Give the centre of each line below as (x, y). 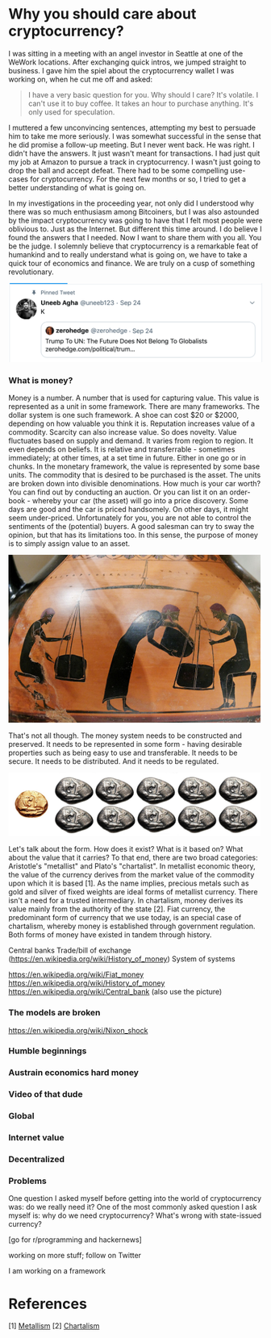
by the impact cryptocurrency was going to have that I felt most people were (135, 220)
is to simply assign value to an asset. (69, 544)
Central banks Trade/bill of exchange (70, 950)
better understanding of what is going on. (77, 187)
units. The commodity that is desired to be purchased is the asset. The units (135, 475)
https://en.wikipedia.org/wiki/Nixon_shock (78, 1030)
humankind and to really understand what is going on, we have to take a (128, 254)
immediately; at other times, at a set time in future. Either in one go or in (127, 458)
